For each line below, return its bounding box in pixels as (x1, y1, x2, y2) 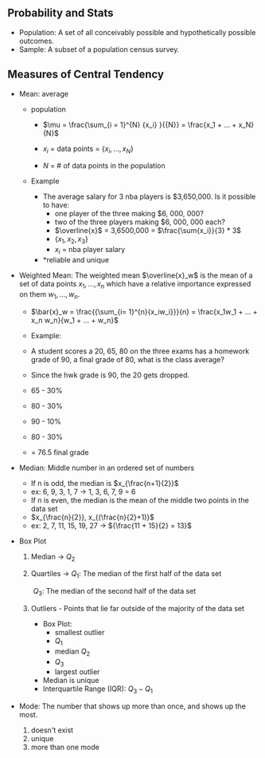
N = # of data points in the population (42, 161, 166, 171)
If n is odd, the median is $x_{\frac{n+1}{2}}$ (30, 478, 179, 488)
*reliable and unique (42, 255, 109, 265)
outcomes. (18, 36, 55, 45)
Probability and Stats (7, 6, 114, 20)
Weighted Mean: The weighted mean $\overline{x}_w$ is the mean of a (18, 270, 253, 280)
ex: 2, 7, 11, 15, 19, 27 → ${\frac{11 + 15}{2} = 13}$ (30, 520, 193, 530)
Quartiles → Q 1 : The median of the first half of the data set (30, 569, 222, 581)
